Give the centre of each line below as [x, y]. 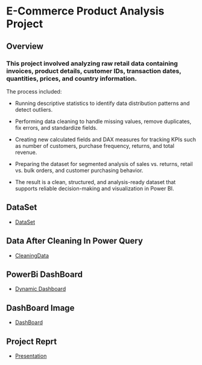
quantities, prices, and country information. [72, 78]
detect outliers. [34, 109]
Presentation [31, 356]
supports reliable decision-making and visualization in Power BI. [94, 188]
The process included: [34, 91]
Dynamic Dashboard [40, 289]
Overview [25, 46]
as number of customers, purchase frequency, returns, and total [95, 145]
